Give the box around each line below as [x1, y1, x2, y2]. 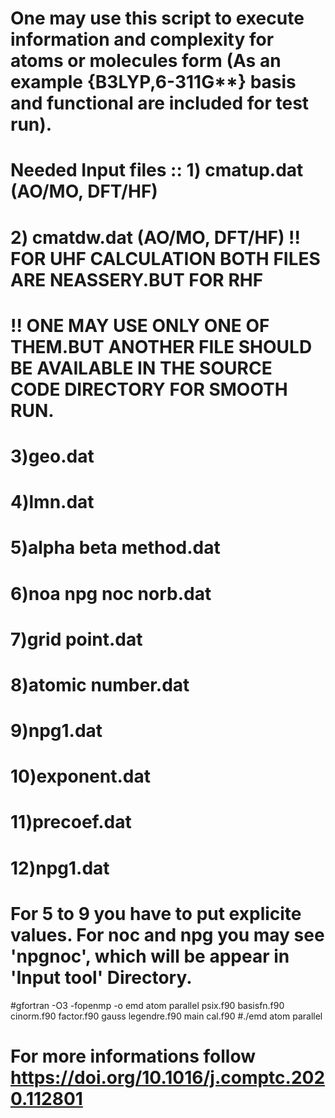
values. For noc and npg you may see [10, 923, 325, 946]
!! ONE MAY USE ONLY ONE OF [10, 314, 270, 337]
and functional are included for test [10, 92, 310, 115]
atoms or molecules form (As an [10, 50, 282, 72]
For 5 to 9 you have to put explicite [10, 902, 302, 925]
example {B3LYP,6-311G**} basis [10, 71, 297, 94]
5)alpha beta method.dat [10, 537, 221, 559]
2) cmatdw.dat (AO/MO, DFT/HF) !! [10, 226, 302, 249]
